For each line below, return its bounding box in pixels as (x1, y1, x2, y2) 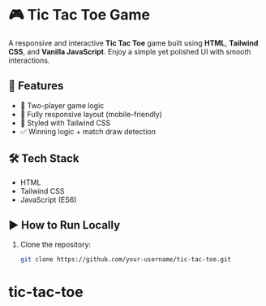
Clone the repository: (19, 240, 92, 250)
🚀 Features (8, 79, 64, 93)
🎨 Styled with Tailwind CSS (19, 118, 111, 128)
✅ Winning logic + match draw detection (19, 126, 157, 136)
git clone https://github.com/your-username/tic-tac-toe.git (19, 256, 232, 264)
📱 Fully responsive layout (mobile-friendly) (19, 109, 162, 119)
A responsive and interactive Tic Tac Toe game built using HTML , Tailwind (8, 37, 259, 48)
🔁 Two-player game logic (19, 100, 105, 110)
